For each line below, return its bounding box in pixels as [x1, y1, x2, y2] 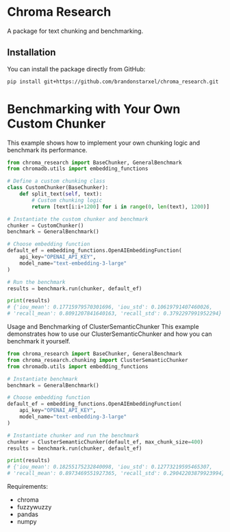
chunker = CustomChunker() [7, 222, 84, 229]
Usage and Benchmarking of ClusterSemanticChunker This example [7, 323, 200, 331]
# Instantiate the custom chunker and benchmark [7, 215, 149, 223]
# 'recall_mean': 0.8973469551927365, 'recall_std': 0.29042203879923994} [7, 470, 225, 477]
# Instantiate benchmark [7, 375, 78, 383]
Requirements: [7, 483, 48, 491]
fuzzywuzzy [16, 503, 52, 511]
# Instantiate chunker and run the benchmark [7, 432, 139, 439]
